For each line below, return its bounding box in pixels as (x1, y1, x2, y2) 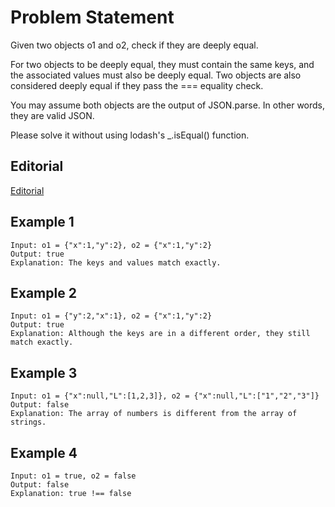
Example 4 (10, 444, 78, 461)
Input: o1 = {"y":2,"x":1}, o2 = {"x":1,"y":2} (10, 311, 213, 321)
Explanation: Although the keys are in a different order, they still (10, 329, 311, 339)
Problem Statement (10, 6, 175, 29)
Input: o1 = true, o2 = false (10, 471, 137, 481)
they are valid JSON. (10, 109, 95, 121)
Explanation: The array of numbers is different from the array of (10, 409, 298, 419)
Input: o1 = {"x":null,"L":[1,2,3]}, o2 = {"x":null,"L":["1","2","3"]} (10, 391, 320, 401)
